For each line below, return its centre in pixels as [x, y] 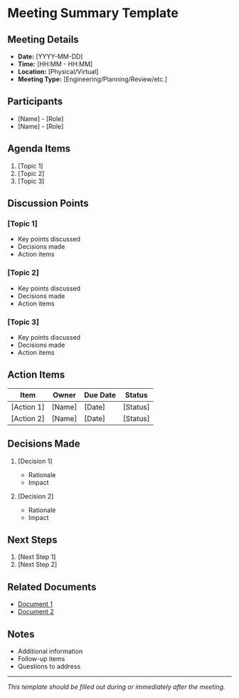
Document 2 [36, 612]
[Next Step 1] [37, 557]
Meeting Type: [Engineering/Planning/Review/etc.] [92, 79]
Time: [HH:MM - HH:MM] [55, 64]
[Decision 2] [36, 496]
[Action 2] [28, 418]
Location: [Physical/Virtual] [58, 72]
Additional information [50, 651]
